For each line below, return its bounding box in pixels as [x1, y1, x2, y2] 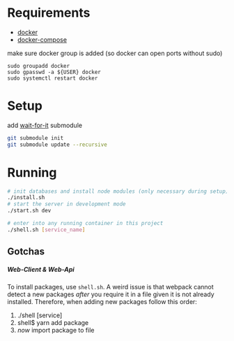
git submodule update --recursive [7, 141, 108, 148]
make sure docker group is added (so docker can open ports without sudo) [7, 49, 223, 57]
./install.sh [7, 194, 45, 201]
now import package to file [17, 326, 95, 335]
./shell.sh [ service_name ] [7, 226, 86, 233]
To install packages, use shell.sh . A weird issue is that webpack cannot [7, 283, 214, 291]
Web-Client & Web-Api [7, 265, 75, 273]
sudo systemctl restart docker [7, 75, 98, 82]
